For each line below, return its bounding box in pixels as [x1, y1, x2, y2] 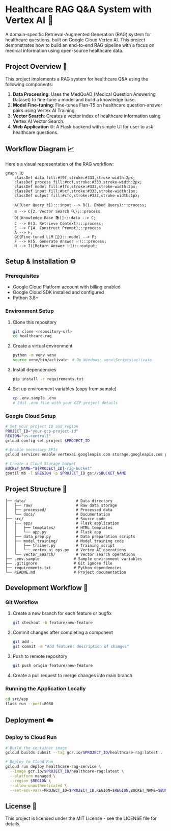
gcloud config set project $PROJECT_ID [5, 438, 90, 443]
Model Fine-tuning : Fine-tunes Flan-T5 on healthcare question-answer [12, 102, 163, 108]
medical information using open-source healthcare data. [5, 47, 124, 53]
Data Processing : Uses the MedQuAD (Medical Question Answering [12, 91, 156, 97]
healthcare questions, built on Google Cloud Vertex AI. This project [5, 37, 146, 43]
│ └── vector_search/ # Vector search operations [5, 552, 136, 557]
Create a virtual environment [12, 343, 73, 349]
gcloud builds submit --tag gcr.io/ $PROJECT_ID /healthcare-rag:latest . [5, 750, 163, 755]
